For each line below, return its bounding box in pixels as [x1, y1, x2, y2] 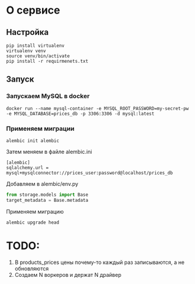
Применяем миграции [6, 124, 75, 133]
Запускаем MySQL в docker [6, 92, 90, 101]
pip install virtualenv [6, 43, 65, 49]
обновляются [14, 264, 49, 272]
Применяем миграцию [6, 208, 64, 215]
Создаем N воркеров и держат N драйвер [14, 271, 122, 278]
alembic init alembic [6, 137, 60, 144]
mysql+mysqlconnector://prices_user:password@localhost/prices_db [6, 170, 173, 176]
